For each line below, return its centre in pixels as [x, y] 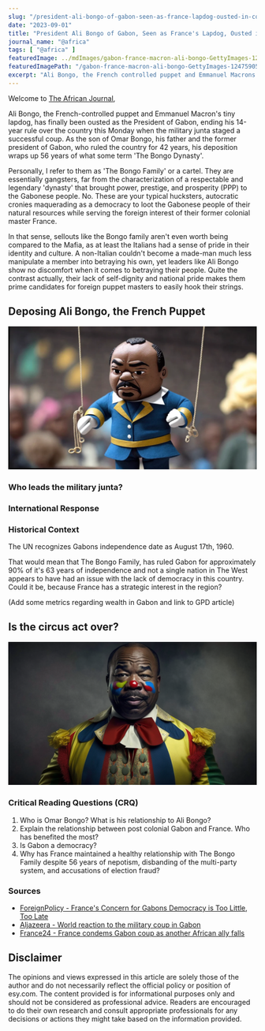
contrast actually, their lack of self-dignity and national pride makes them [127, 278]
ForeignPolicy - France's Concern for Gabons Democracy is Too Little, [134, 908]
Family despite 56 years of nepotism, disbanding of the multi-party [128, 862]
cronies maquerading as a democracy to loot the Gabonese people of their [129, 204]
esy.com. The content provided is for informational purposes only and [121, 993]
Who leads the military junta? [66, 487]
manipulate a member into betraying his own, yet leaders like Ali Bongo [123, 261]
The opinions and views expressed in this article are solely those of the [123, 977]
